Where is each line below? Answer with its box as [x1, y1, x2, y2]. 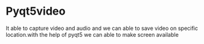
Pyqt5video [6, 4, 66, 18]
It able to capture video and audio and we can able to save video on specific [6, 24, 198, 32]
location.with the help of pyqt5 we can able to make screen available [6, 31, 179, 38]
